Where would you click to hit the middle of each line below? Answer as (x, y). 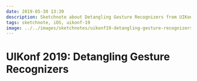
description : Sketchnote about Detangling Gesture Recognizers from (91, 17)
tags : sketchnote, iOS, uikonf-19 (48, 22)
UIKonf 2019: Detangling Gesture (88, 57)
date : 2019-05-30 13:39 (35, 11)
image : (14, 28)
